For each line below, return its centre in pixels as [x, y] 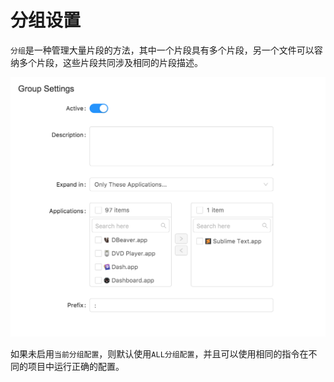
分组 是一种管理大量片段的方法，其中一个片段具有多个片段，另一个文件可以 [162, 50]
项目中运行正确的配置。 [76, 366]
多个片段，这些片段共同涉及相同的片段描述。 [110, 62]
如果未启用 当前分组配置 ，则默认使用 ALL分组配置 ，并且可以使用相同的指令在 [159, 353]
